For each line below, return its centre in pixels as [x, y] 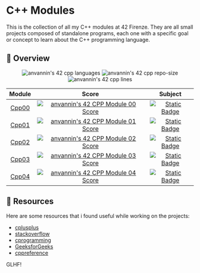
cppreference [32, 253]
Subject [170, 94]
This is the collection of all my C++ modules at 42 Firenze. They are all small [100, 27]
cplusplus [27, 227]
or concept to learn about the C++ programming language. [78, 39]
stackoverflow [32, 234]
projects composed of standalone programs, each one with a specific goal [97, 33]
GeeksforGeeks [34, 246]
